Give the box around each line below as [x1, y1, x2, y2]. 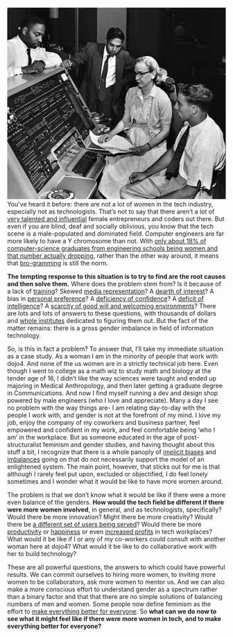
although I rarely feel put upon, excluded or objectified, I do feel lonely [7, 470, 208, 478]
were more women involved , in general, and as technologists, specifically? [7, 505, 222, 514]
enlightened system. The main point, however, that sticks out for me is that [7, 462, 221, 471]
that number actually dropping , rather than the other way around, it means [7, 252, 219, 260]
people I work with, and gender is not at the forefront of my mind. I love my [7, 411, 221, 419]
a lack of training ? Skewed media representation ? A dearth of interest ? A [7, 287, 214, 295]
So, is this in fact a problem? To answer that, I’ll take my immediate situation [7, 344, 224, 354]
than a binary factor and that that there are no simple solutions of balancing [7, 593, 223, 601]
